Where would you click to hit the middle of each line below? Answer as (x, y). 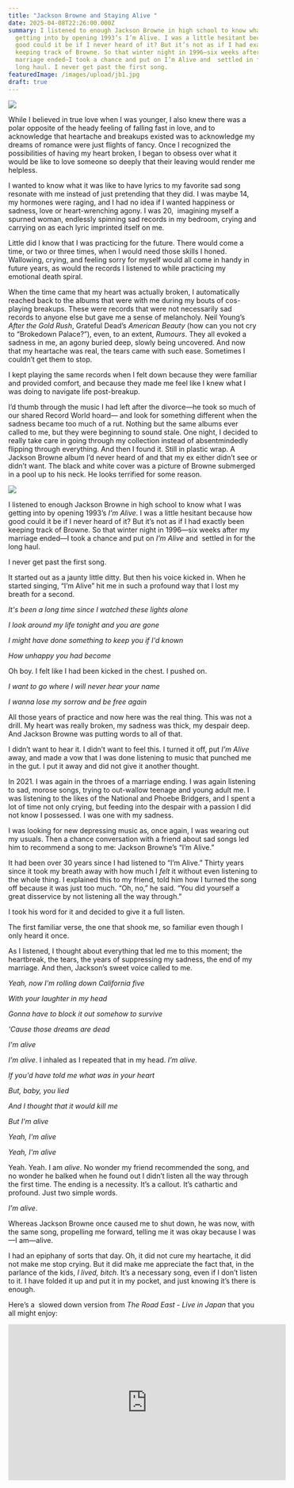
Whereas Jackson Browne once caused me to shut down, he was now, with (132, 1223)
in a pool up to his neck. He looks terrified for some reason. (105, 474)
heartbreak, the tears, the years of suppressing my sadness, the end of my (130, 959)
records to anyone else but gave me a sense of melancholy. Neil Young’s (127, 317)
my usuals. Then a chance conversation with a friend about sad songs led (129, 839)
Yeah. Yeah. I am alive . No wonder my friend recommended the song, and (129, 1167)
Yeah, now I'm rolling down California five (76, 983)
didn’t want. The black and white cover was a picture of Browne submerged (132, 465)
